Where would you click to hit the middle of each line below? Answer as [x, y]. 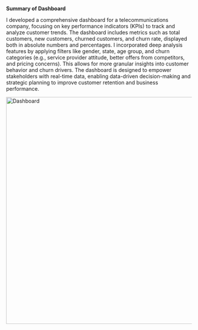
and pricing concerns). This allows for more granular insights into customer [98, 64]
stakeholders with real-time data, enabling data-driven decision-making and [98, 76]
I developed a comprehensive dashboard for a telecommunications [88, 20]
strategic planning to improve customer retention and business [82, 82]
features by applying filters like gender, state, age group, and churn [88, 51]
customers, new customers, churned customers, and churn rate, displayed [97, 39]
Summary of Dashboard [36, 9]
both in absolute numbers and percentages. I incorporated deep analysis [94, 45]
